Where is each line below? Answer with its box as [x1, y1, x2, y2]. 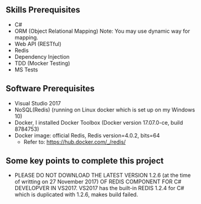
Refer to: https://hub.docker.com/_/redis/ [23, 138, 126, 145]
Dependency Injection [14, 53, 70, 60]
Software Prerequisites [5, 84, 95, 94]
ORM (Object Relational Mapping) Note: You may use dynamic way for [14, 27, 191, 35]
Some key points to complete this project [5, 156, 164, 166]
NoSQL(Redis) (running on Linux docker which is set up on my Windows [14, 106, 196, 113]
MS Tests [14, 66, 38, 73]
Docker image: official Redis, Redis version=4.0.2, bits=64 [14, 131, 160, 139]
